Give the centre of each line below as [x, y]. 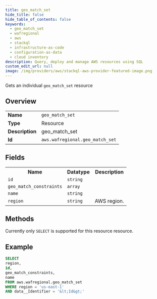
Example [19, 247]
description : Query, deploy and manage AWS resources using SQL [74, 62]
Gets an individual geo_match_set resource [49, 86]
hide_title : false [24, 15]
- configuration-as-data [36, 52]
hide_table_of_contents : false [38, 19]
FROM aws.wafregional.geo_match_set [44, 282]
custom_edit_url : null [29, 66]
